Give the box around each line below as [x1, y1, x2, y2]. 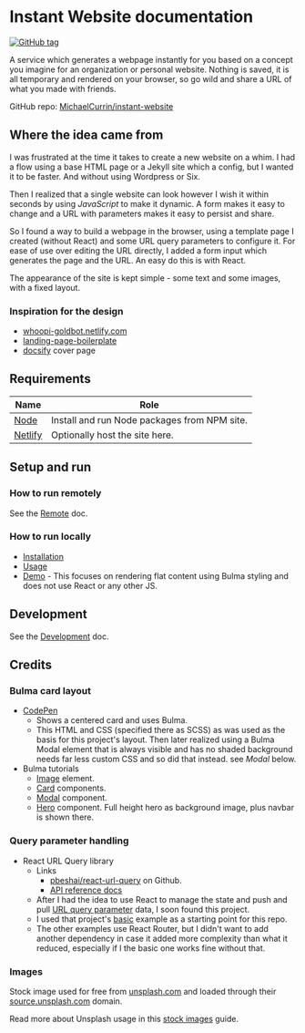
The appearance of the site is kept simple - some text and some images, [9, 272, 281, 284]
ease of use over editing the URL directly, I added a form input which [9, 244, 268, 256]
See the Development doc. [9, 631, 109, 642]
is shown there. [36, 811, 95, 822]
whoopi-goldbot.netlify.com [22, 325, 127, 336]
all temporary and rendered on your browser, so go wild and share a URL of [9, 73, 292, 84]
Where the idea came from [9, 128, 164, 143]
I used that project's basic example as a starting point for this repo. [36, 914, 288, 925]
